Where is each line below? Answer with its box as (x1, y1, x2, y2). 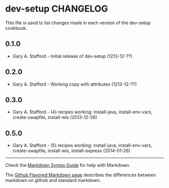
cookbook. (5, 25, 28, 31)
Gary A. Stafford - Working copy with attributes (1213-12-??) (12, 81, 137, 87)
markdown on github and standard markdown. (5, 177, 101, 183)
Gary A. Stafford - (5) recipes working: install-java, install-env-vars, (12, 142, 152, 149)
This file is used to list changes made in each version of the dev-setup (5, 20, 151, 26)
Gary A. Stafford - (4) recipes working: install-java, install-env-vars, (12, 109, 152, 115)
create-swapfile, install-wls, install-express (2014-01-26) (12, 148, 131, 154)
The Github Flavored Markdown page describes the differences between (5, 172, 156, 178)
